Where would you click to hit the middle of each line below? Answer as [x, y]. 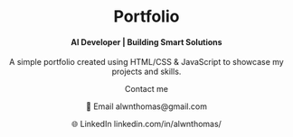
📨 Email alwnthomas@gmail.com [146, 106]
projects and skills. [146, 72]
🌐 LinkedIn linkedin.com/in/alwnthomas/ [146, 124]
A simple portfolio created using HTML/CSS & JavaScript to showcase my [146, 62]
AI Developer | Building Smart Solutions [146, 41]
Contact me [146, 89]
